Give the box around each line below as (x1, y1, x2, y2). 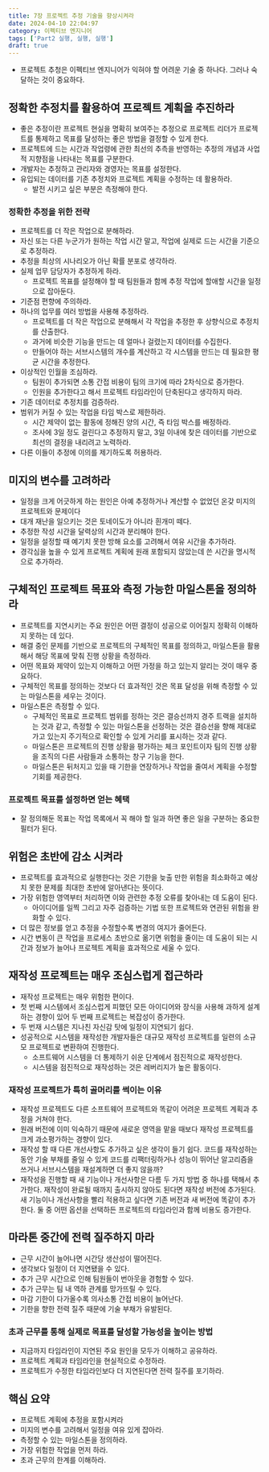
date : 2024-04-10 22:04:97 (8, 19, 99, 27)
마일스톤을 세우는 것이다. (28, 690, 107, 701)
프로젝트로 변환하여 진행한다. (28, 1042, 119, 1051)
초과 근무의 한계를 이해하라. (19, 1455, 107, 1465)
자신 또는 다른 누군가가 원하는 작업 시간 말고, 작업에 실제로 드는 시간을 (19, 236, 238, 246)
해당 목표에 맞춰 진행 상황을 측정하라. (35, 650, 151, 661)
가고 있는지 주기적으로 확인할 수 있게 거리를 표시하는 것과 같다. (31, 731, 227, 741)
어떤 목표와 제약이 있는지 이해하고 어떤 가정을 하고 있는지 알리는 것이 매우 (19, 661, 250, 670)
